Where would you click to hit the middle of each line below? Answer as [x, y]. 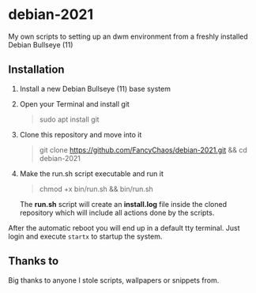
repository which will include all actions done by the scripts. [117, 212]
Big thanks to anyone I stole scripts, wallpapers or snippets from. [114, 280]
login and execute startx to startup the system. [85, 236]
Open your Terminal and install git [75, 103]
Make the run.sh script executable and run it [92, 173]
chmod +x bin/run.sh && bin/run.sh [96, 189]
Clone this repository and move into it [81, 134]
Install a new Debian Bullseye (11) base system [95, 88]
